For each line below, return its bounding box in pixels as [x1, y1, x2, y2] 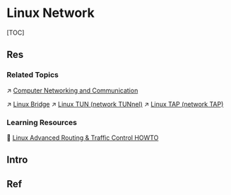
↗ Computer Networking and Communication [6, 86, 138, 95]
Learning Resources [6, 117, 77, 127]
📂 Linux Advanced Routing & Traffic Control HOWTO [6, 133, 159, 142]
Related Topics [6, 70, 59, 80]
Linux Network [6, 5, 95, 21]
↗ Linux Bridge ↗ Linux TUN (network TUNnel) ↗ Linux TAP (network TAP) [6, 100, 224, 108]
